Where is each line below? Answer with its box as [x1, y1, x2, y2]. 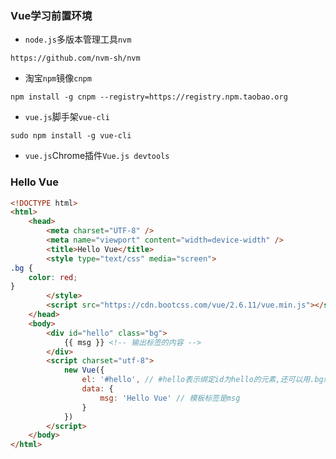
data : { [81, 384, 114, 394]
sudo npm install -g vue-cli [10, 131, 132, 141]
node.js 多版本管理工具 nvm [24, 33, 132, 46]
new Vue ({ [63, 365, 105, 376]
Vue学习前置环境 [10, 8, 93, 22]
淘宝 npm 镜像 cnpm [24, 72, 92, 84]
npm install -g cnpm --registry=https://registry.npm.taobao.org [10, 92, 288, 102]
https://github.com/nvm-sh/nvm [10, 53, 141, 64]
